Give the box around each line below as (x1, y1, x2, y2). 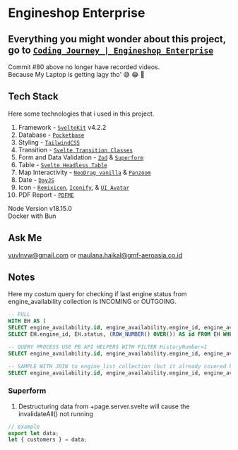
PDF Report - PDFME (18, 190, 75, 199)
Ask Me (8, 232, 42, 244)
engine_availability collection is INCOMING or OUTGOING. (8, 298, 177, 306)
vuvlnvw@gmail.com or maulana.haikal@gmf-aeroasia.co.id (8, 250, 183, 259)
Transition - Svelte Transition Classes (18, 145, 133, 154)
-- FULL (8, 311, 31, 318)
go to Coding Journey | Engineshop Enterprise (8, 44, 214, 56)
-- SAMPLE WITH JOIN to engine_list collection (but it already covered (8, 363, 227, 370)
